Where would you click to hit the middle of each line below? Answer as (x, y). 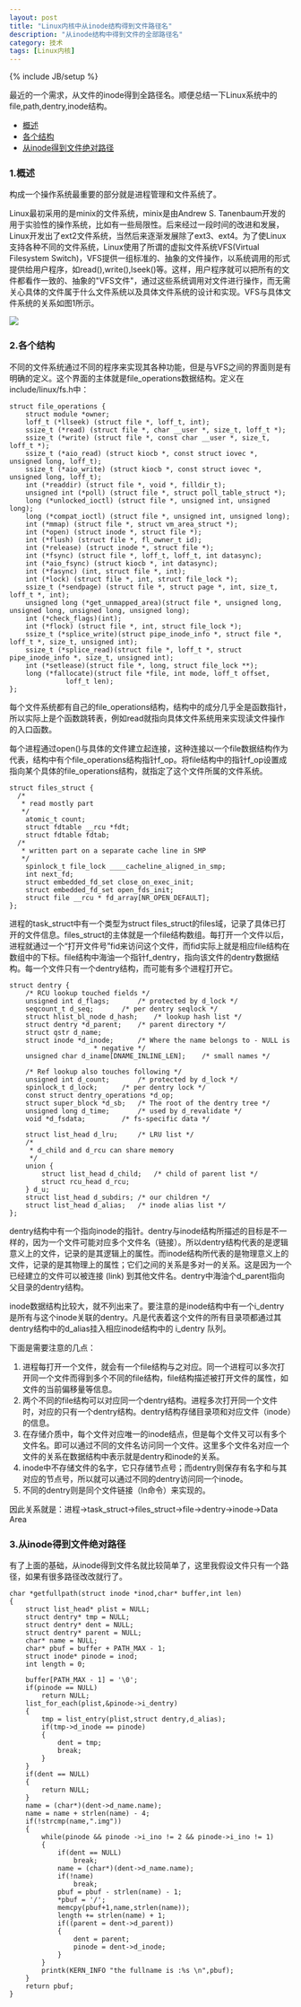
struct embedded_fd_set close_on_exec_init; (110, 882)
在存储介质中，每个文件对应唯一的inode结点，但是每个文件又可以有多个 (154, 1433)
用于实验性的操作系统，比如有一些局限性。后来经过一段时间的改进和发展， (146, 224)
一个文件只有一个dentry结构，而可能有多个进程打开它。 (135, 968)
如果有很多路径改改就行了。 (76, 1577)
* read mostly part (57, 803)
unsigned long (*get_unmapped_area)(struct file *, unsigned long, (154, 602)
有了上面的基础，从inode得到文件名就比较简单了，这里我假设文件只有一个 (145, 1565)
